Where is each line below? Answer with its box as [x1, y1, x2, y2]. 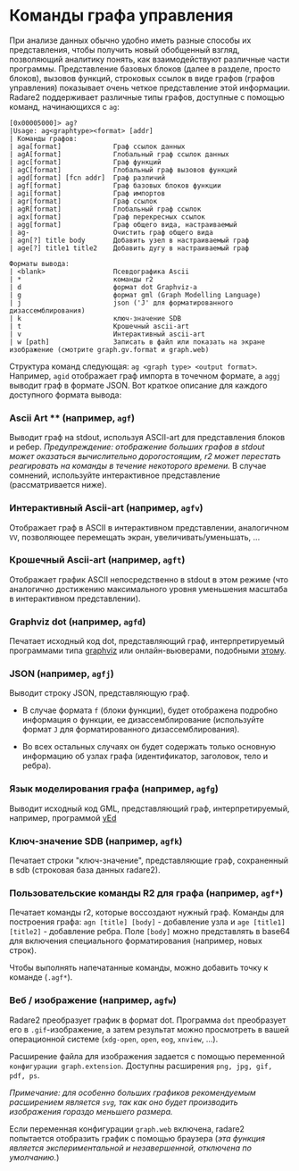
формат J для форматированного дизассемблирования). [21, 724, 240, 735]
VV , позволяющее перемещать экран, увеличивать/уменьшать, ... [9, 531, 261, 542]
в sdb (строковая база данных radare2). [9, 865, 161, 875]
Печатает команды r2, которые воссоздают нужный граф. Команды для [9, 908, 285, 918]
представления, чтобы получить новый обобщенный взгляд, [9, 44, 241, 54]
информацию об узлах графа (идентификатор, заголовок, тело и [21, 751, 269, 762]
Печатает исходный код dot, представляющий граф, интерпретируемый [9, 636, 286, 647]
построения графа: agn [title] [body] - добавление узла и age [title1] [9, 916, 286, 927]
